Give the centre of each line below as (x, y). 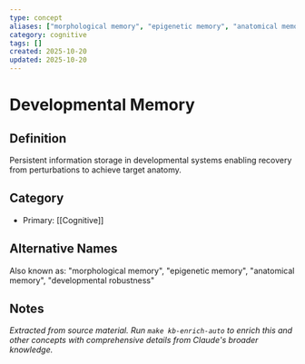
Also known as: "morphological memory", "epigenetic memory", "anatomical (152, 271)
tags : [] (26, 43)
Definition (38, 138)
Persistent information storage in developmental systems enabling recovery (151, 160)
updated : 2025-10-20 (49, 60)
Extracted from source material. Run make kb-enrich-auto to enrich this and (151, 330)
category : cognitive (49, 34)
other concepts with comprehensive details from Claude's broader (134, 340)
